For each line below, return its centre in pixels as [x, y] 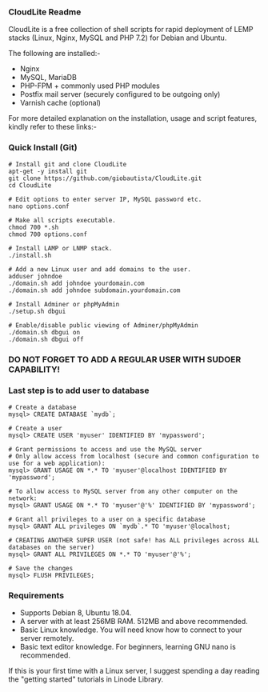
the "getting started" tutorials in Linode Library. [86, 679]
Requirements [36, 595]
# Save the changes [41, 568]
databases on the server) [51, 547]
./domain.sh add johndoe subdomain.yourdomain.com [94, 290]
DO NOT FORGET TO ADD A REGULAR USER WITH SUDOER [125, 359]
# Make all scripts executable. [62, 220]
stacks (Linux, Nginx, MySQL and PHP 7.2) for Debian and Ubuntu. [118, 38]
